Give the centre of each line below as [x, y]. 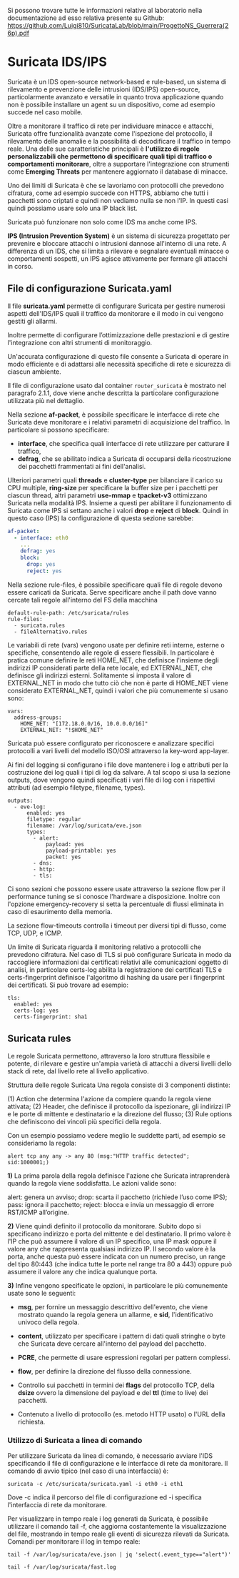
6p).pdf [19, 33]
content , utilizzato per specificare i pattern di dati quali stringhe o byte [122, 1336]
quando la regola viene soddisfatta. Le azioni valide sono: [92, 1183]
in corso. [20, 266]
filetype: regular [54, 819]
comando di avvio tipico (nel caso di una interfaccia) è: [88, 1471]
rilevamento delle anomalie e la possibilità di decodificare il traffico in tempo [119, 141]
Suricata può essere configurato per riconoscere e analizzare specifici [111, 743]
